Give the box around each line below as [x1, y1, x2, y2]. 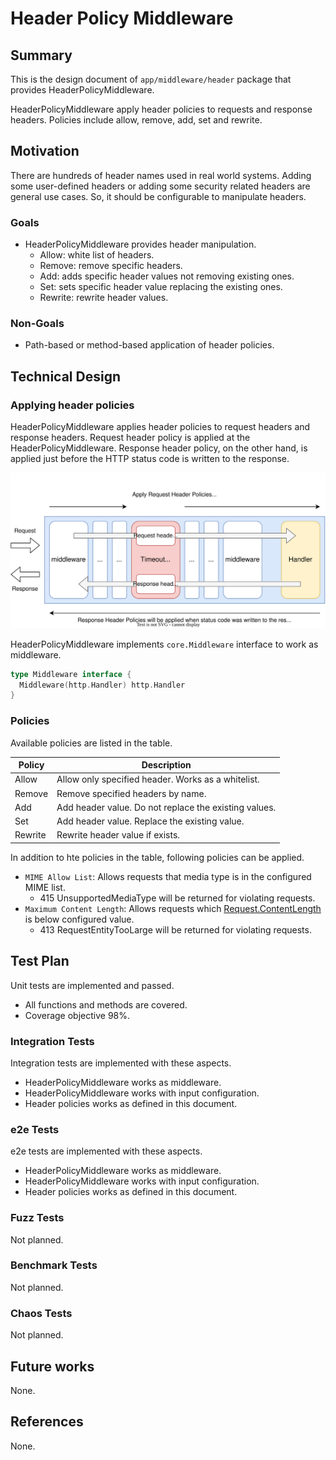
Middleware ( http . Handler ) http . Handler [19, 680, 186, 690]
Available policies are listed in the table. [10, 737, 173, 749]
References [10, 1413, 84, 1431]
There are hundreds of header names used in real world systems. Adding [10, 169, 312, 181]
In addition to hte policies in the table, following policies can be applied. [10, 851, 305, 863]
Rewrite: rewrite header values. [39, 292, 169, 304]
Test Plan [10, 953, 70, 970]
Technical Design [10, 368, 121, 385]
